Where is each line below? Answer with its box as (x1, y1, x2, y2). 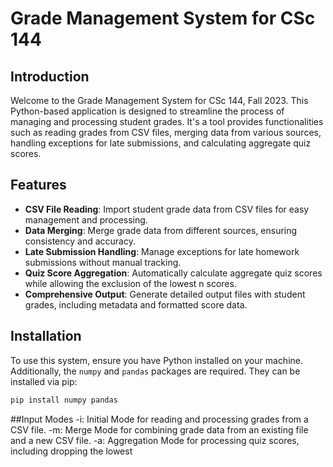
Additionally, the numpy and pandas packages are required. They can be (10, 365, 301, 377)
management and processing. (24, 213, 148, 226)
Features (10, 177, 67, 194)
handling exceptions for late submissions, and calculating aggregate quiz (10, 137, 312, 149)
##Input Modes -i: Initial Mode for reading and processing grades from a (10, 413, 309, 425)
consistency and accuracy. (24, 235, 136, 247)
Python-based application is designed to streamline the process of (10, 105, 285, 117)
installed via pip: (10, 375, 78, 387)
